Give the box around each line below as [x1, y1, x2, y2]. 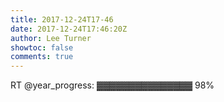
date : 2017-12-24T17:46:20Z [10, 24, 128, 34]
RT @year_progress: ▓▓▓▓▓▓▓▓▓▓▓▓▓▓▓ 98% [10, 79, 215, 91]
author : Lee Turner [10, 33, 92, 43]
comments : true [10, 52, 74, 62]
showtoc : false [10, 42, 74, 53]
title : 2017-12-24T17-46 [10, 14, 114, 25]
